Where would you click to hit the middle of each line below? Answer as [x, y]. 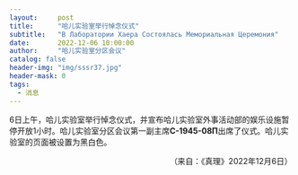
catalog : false [38, 59]
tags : [19, 84]
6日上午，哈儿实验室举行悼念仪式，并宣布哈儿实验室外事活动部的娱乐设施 [145, 119]
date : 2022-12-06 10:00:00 [72, 43]
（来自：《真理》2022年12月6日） [231, 161]
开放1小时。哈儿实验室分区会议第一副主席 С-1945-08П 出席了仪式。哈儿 [149, 130]
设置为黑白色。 [84, 142]
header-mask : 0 [38, 76]
